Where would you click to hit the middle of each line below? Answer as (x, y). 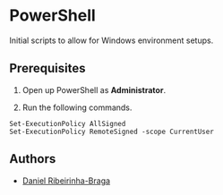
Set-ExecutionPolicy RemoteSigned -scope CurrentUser (112, 131)
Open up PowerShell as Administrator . (94, 89)
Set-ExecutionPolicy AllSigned (68, 123)
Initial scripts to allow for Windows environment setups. (111, 40)
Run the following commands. (77, 107)
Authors (33, 159)
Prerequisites (47, 68)
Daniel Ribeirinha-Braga (66, 181)
